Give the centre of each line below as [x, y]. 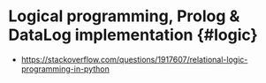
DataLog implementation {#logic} [133, 35]
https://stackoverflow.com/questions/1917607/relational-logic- [134, 59]
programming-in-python [65, 69]
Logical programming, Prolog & [124, 16]
